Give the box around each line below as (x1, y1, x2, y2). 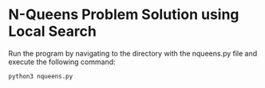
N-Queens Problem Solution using (8, 6, 239, 24)
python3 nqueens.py (8, 72, 73, 80)
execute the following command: (8, 57, 116, 67)
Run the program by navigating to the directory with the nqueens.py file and (8, 48, 258, 58)
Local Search (8, 22, 97, 40)
